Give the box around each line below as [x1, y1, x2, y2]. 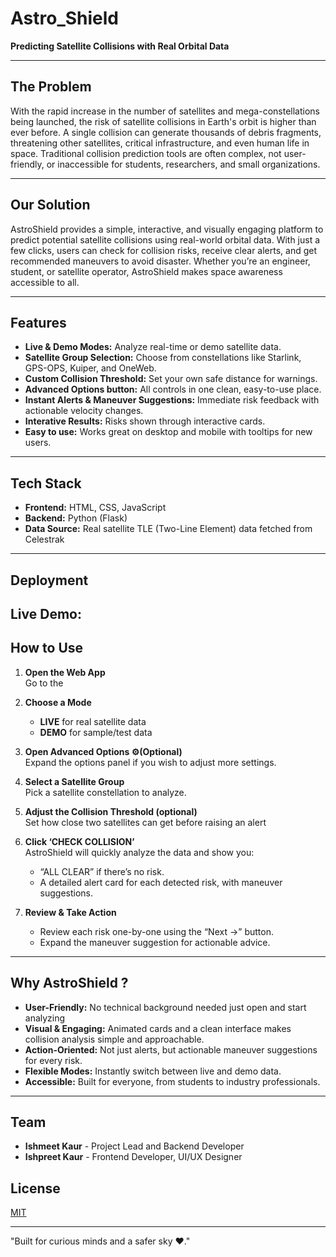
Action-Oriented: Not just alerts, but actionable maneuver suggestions [24, 1043, 318, 1056]
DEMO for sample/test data [39, 726, 153, 738]
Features [10, 314, 67, 331]
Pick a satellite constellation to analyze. [24, 786, 187, 798]
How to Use [10, 640, 84, 657]
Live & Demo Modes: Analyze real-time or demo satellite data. [24, 341, 282, 353]
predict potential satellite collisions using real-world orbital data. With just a [10, 233, 321, 246]
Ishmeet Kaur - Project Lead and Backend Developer [24, 1140, 245, 1152]
